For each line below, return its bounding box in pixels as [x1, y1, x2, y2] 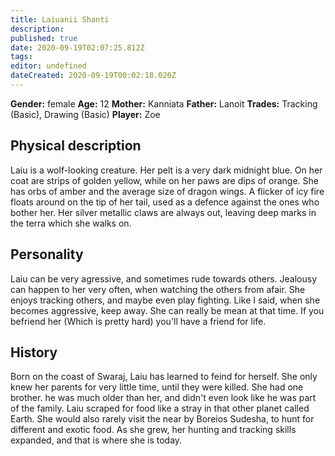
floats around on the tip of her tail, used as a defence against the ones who [10, 196, 320, 208]
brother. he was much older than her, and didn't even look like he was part [10, 392, 317, 404]
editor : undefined [10, 61, 87, 71]
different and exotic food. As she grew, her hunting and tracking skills [10, 424, 297, 436]
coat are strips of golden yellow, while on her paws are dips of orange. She [10, 174, 320, 186]
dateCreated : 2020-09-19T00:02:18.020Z [10, 71, 177, 81]
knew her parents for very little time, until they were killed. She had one [10, 381, 304, 393]
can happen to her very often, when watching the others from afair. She [10, 283, 306, 295]
